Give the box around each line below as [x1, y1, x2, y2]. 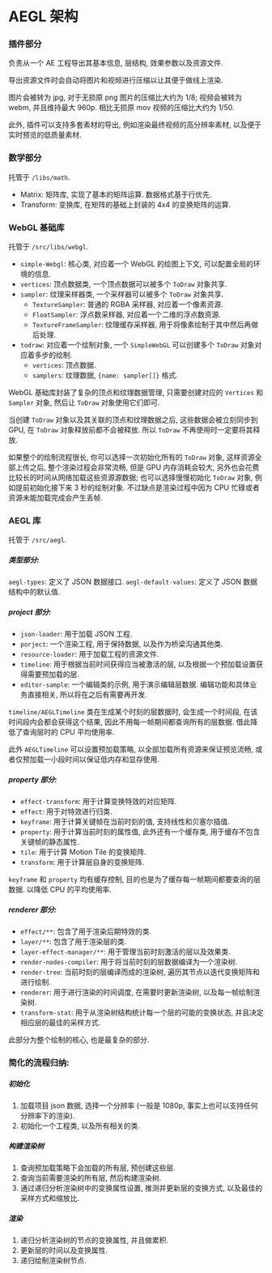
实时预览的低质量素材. [8, 130, 83, 140]
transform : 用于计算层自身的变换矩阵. [19, 858, 145, 867]
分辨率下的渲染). [19, 1111, 75, 1121]
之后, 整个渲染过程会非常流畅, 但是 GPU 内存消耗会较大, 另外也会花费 [29, 462, 260, 472]
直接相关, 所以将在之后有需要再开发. [27, 690, 147, 700]
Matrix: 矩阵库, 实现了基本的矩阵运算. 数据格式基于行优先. [19, 189, 212, 199]
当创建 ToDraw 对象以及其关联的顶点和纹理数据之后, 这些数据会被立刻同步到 [8, 415, 258, 425]
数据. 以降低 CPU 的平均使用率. [8, 884, 112, 895]
